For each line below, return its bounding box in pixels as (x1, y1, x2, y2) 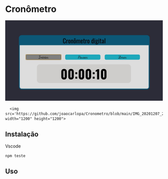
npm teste (5, 154, 26, 159)
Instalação (5, 130, 39, 138)
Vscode (5, 143, 21, 149)
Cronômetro (5, 3, 56, 15)
